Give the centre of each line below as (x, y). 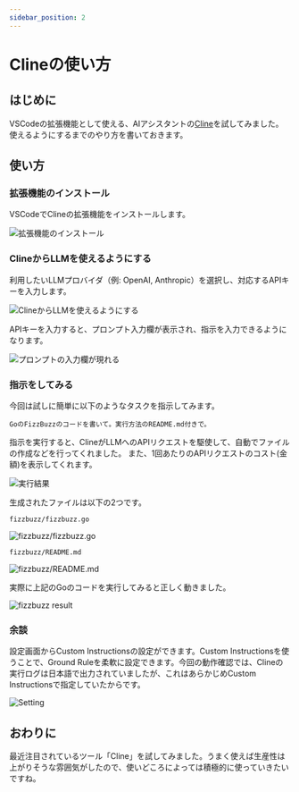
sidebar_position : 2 (48, 17)
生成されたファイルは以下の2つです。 (78, 502)
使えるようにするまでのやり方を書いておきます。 (99, 134)
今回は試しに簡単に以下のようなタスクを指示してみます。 (115, 405)
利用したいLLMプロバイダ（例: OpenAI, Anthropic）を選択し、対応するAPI (145, 280)
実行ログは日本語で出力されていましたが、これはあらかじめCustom (133, 674)
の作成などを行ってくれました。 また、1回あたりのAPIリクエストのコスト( (144, 453)
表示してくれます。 (62, 464)
